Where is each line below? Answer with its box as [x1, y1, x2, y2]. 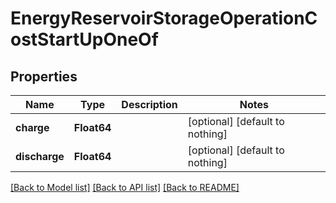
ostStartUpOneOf [10, 28, 159, 51]
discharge [15, 150, 65, 163]
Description [121, 98, 178, 111]
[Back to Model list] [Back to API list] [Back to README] [10, 182, 240, 193]
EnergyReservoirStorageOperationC [10, 7, 318, 30]
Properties [10, 68, 78, 85]
